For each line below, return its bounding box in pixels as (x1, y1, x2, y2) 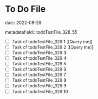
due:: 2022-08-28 (5, 20, 41, 25)
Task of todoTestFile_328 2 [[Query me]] (12, 44, 94, 50)
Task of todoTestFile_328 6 (12, 66, 67, 72)
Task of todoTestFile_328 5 (12, 61, 67, 67)
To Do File (5, 3, 46, 15)
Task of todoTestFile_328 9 (12, 83, 67, 89)
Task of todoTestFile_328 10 (12, 88, 68, 94)
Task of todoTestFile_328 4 (12, 55, 67, 61)
